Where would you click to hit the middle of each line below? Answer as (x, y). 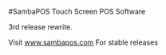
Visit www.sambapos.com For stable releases (83, 42)
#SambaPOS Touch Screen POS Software (77, 12)
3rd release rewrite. (41, 27)
